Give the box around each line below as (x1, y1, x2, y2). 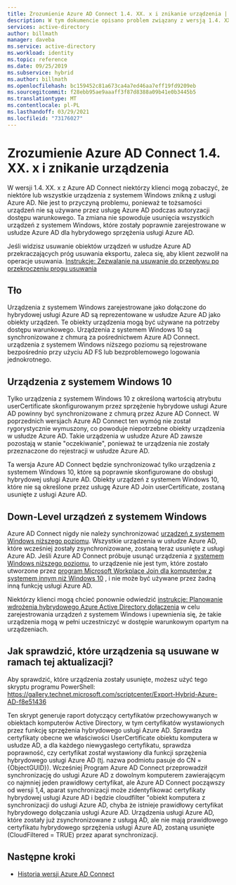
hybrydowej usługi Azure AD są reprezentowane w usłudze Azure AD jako (7, 311, 221, 319)
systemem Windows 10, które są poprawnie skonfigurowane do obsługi (7, 468, 214, 477)
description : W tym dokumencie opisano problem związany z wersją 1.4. (7, 17, 221, 24)
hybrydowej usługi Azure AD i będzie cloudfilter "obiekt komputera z (7, 793, 206, 801)
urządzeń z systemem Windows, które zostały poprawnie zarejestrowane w (7, 221, 226, 229)
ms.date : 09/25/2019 (7, 63, 68, 70)
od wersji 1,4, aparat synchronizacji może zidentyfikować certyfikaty (7, 785, 206, 794)
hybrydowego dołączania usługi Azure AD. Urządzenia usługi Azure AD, (7, 808, 215, 816)
